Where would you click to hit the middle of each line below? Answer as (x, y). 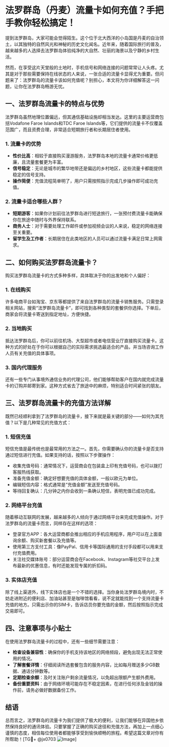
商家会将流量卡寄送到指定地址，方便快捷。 (49, 314)
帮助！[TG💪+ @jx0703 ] (43, 739)
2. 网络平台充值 (24, 506)
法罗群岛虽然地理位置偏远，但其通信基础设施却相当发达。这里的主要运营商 (82, 117)
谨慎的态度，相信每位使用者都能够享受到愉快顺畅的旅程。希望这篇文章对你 (82, 733)
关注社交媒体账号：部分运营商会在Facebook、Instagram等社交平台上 (84, 559)
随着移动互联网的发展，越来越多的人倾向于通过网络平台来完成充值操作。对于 (84, 517)
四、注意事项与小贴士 (38, 628)
